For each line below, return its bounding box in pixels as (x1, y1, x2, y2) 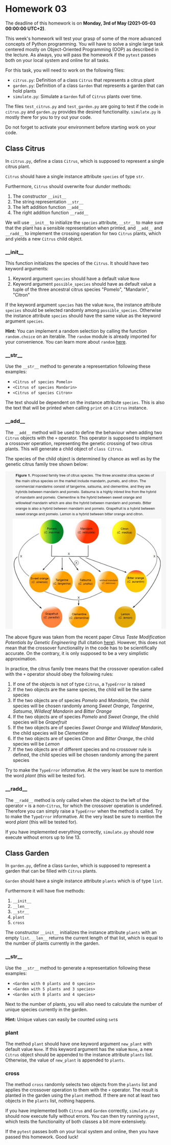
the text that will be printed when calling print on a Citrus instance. (5, 405, 148, 411)
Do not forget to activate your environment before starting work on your (5, 124, 156, 130)
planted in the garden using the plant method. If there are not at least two (5, 1092, 160, 1098)
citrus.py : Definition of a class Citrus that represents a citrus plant (12, 77, 155, 83)
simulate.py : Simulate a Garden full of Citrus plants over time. (12, 93, 142, 99)
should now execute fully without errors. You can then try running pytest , (5, 1113, 160, 1119)
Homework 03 (5, 3, 67, 15)
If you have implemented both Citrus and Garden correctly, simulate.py (5, 1108, 155, 1114)
